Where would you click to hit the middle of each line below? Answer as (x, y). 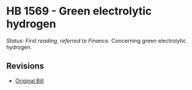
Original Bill (29, 80)
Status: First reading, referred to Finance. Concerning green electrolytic (96, 40)
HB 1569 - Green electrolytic (79, 11)
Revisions (25, 66)
